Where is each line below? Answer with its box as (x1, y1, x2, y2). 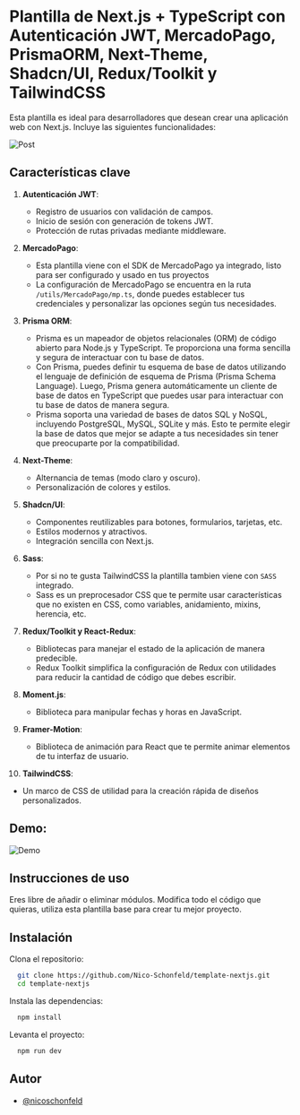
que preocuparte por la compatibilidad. (35, 437, 180, 448)
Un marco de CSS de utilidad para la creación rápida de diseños (21, 785, 260, 796)
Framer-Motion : (21, 723, 83, 734)
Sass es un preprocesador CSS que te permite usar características (35, 589, 282, 600)
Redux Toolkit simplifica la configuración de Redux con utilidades (35, 661, 277, 673)
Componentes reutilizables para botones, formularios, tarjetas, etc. (35, 516, 283, 527)
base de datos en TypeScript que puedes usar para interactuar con (35, 390, 284, 401)
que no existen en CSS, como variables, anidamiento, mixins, (35, 599, 261, 609)
